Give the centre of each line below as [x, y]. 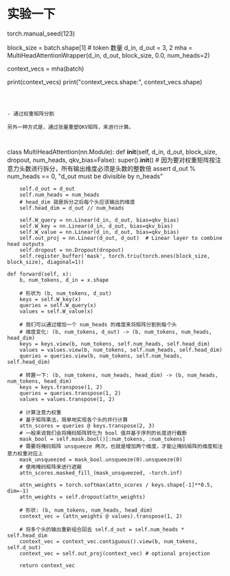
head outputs [26, 244]
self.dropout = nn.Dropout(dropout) [72, 250]
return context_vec [47, 565]
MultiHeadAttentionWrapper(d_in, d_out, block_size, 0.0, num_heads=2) [109, 55]
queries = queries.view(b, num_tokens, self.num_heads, [101, 356]
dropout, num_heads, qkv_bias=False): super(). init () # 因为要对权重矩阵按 [111, 160]
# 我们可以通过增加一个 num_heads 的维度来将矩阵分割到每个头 [98, 324]
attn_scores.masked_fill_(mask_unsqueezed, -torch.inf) [101, 473]
